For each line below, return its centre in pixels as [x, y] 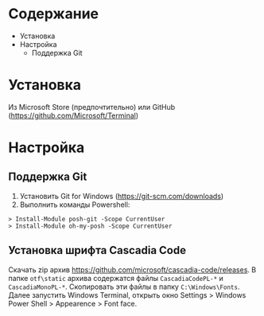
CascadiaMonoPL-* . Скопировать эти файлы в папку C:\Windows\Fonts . [124, 287]
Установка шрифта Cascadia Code [97, 250]
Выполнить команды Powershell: [75, 205]
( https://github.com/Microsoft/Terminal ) [74, 115]
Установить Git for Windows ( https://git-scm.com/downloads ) [122, 196]
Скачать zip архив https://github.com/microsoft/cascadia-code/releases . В [132, 269]
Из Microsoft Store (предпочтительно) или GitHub [92, 107]
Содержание [54, 14]
